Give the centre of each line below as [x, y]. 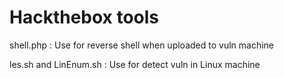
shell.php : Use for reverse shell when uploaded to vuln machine [141, 45]
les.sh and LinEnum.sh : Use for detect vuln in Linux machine [135, 64]
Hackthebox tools [84, 17]
